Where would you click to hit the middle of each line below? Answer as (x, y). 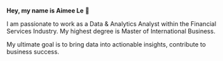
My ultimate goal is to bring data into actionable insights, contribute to (106, 44)
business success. (33, 52)
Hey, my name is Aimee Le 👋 (48, 11)
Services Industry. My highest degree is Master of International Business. (111, 31)
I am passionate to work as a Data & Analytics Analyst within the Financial (111, 24)
